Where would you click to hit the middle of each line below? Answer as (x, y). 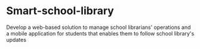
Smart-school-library (60, 11)
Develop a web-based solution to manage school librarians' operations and (99, 27)
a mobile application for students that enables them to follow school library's (100, 33)
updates (16, 40)
